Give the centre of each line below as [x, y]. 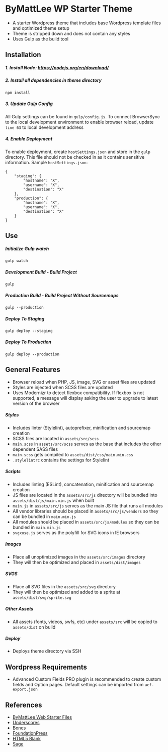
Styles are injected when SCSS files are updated [63, 387]
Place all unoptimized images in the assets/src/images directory [79, 557]
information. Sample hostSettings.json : [47, 162]
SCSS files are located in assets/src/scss [56, 438]
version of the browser [36, 403]
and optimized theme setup [41, 28]
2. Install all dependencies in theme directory [54, 80]
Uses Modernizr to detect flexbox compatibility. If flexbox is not [78, 393]
